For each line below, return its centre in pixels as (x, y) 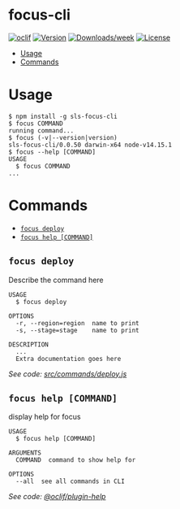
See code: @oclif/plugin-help (57, 497)
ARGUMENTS (25, 453)
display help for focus (45, 417)
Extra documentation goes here (69, 359)
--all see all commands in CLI (71, 481)
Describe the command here (56, 280)
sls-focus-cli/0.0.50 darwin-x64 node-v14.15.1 (90, 145)
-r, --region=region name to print (77, 323)
